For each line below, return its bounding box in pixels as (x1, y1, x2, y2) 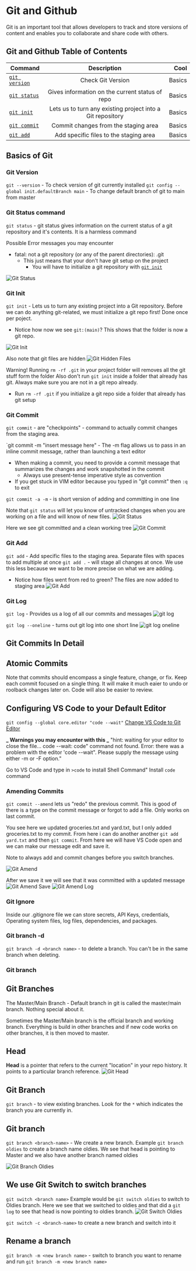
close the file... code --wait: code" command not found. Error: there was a (6, 742, 184, 749)
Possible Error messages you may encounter (6, 239, 114, 246)
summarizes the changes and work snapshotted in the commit (14, 466, 164, 473)
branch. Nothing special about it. (6, 1005, 85, 1012)
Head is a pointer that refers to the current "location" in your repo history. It (6, 1062, 187, 1069)
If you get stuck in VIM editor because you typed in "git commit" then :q (14, 478, 188, 485)
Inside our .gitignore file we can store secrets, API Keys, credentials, (6, 911, 170, 918)
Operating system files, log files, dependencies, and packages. (6, 917, 157, 924)
